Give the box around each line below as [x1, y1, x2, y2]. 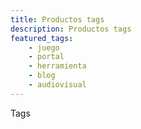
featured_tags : [10, 33, 74, 43]
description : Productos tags [10, 24, 132, 34]
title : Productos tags [10, 14, 105, 25]
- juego [28, 42, 60, 53]
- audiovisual [28, 80, 87, 90]
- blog [28, 71, 56, 81]
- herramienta [28, 61, 87, 71]
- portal [28, 52, 65, 62]
